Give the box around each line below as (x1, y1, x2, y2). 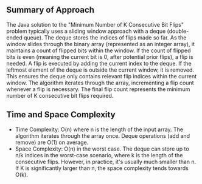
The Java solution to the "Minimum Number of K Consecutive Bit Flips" (6, 21, 184, 28)
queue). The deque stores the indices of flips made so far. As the (23, 33, 187, 41)
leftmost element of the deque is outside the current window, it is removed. (6, 66, 195, 73)
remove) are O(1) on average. (15, 138, 89, 146)
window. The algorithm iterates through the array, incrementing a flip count (6, 79, 194, 86)
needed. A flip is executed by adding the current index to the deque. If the (6, 60, 192, 67)
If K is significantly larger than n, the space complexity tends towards (15, 164, 189, 172)
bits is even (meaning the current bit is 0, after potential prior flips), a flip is (6, 53, 193, 60)
